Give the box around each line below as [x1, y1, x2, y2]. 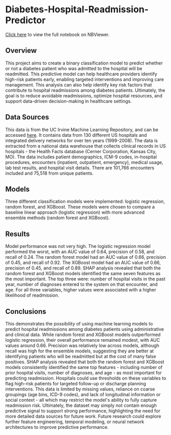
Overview [5, 46, 37, 55]
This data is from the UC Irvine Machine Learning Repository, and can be [5, 127, 159, 133]
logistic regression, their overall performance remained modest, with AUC [5, 337, 160, 343]
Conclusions [5, 307, 46, 316]
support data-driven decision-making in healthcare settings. [5, 98, 132, 104]
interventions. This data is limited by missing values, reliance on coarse [5, 386, 155, 392]
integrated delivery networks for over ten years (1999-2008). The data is [5, 137, 158, 143]
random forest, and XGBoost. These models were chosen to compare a [5, 204, 155, 210]
